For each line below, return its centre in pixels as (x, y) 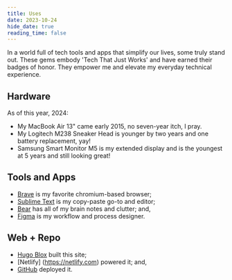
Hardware (29, 96)
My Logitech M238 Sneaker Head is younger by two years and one (113, 134)
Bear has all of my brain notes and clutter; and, (84, 209)
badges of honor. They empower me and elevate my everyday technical (110, 67)
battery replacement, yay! (54, 141)
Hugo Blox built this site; (52, 254)
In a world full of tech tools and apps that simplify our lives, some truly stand (116, 53)
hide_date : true (30, 26)
